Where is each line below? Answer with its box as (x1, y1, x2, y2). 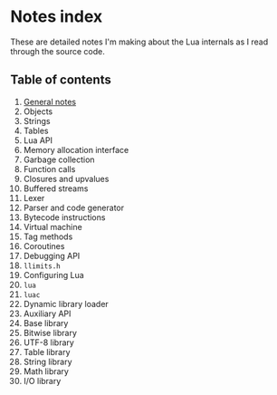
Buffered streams (23, 183, 89, 194)
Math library (23, 365, 69, 377)
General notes (23, 96, 76, 107)
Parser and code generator (23, 202, 125, 213)
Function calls (23, 163, 76, 174)
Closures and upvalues (23, 173, 110, 184)
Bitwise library (23, 327, 78, 338)
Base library (23, 317, 69, 328)
